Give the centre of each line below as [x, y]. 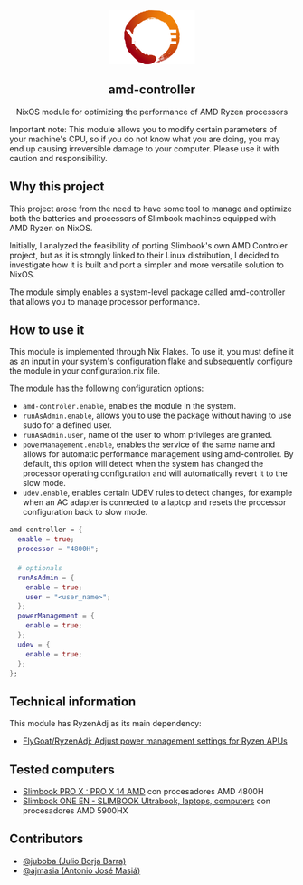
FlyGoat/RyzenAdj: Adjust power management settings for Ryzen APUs [155, 741]
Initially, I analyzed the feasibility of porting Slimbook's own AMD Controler [148, 245]
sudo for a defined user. [67, 425]
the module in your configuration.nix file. [85, 371]
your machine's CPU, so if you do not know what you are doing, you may [145, 139]
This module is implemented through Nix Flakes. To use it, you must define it [151, 352]
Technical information [73, 701]
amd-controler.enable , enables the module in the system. [129, 406]
